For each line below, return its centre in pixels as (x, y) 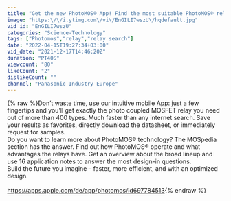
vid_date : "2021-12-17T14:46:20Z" (57, 52)
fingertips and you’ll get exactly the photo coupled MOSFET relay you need (113, 110)
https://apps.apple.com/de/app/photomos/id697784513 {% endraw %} (107, 191)
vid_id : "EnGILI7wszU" (40, 26)
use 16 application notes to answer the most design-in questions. (99, 161)
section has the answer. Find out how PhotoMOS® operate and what (104, 147)
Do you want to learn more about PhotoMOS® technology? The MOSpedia (112, 140)
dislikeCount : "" (32, 77)
